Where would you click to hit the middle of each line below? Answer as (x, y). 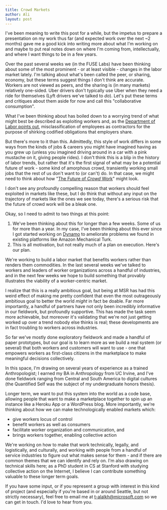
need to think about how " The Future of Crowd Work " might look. (72, 179)
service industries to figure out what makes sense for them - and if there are (83, 455)
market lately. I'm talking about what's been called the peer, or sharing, (78, 75)
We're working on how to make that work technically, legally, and (72, 445)
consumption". (20, 106)
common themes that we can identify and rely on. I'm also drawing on (77, 461)
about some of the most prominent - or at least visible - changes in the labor (83, 69)
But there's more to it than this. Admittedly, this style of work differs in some (83, 142)
